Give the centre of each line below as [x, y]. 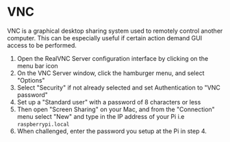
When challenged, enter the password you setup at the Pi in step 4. [112, 131]
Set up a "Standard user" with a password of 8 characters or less [109, 102]
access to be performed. [42, 45]
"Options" [31, 80]
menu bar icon [37, 66]
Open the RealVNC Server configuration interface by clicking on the [113, 58]
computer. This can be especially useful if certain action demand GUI [105, 38]
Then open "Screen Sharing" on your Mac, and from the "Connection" [116, 109]
